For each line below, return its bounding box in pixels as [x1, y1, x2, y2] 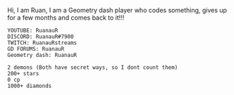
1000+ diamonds [7, 82, 52, 89]
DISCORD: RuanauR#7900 [7, 33, 74, 40]
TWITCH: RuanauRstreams [7, 39, 78, 46]
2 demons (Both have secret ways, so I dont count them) [7, 64, 178, 71]
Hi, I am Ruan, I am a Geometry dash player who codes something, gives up [7, 6, 228, 14]
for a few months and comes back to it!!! [7, 13, 125, 22]
